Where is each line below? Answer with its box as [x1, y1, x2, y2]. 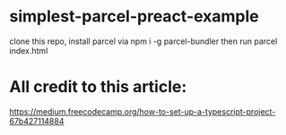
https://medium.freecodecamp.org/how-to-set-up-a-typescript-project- [9, 105, 276, 117]
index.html [9, 45, 48, 55]
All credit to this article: [9, 77, 187, 97]
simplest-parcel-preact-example [9, 6, 260, 27]
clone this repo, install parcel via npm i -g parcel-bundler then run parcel [9, 36, 278, 46]
